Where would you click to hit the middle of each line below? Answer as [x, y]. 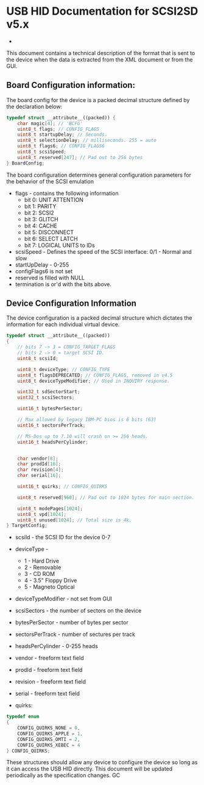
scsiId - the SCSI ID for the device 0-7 [63, 537]
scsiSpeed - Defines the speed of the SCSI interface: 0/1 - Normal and [103, 251]
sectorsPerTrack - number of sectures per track [75, 635]
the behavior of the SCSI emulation [50, 181]
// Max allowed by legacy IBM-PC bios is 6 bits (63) [87, 420]
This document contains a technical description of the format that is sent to [101, 53]
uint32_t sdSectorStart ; [49, 392]
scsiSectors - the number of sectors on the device [78, 611]
